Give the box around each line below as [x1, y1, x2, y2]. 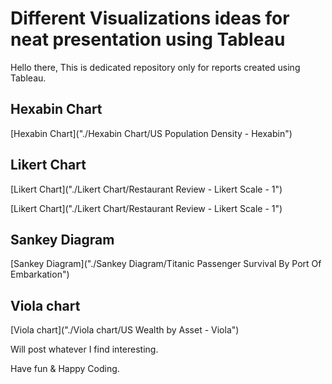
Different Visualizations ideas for [10, 7, 290, 30]
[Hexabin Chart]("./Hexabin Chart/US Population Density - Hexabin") [10, 127, 293, 139]
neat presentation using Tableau [10, 28, 286, 51]
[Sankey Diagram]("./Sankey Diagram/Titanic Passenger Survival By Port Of [10, 258, 322, 270]
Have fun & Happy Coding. [10, 363, 120, 375]
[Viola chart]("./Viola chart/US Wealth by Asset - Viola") [10, 324, 240, 336]
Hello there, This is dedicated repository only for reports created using [10, 61, 301, 73]
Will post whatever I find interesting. [10, 343, 159, 356]
